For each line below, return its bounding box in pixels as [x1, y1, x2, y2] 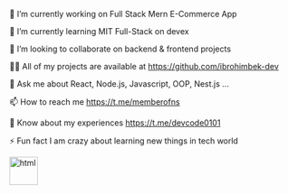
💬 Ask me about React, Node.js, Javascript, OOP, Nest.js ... [9, 79, 229, 89]
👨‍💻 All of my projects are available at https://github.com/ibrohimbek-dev [9, 61, 279, 71]
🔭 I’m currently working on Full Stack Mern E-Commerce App [9, 9, 237, 19]
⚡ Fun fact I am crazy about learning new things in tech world [9, 135, 238, 146]
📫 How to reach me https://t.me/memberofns [9, 97, 180, 107]
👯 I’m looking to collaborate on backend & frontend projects [9, 43, 232, 54]
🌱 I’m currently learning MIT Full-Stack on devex [9, 26, 189, 36]
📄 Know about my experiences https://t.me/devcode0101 [9, 117, 221, 128]
